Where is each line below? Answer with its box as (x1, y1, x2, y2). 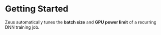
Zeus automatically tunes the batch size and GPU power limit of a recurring (5, 19, 157, 25)
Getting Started (5, 3, 69, 14)
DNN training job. (5, 24, 40, 30)
